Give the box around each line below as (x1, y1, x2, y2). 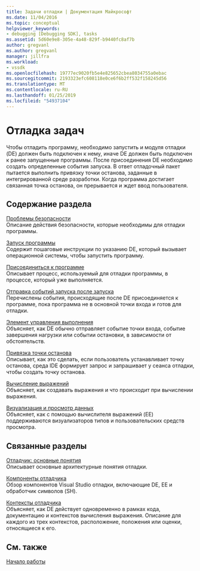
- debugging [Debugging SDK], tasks (6, 31, 97, 37)
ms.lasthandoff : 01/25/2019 (6, 92, 76, 98)
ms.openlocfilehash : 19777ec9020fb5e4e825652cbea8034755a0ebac (6, 70, 167, 76)
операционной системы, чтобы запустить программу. (6, 252, 144, 259)
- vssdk (6, 64, 26, 71)
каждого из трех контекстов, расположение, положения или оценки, (6, 518, 182, 525)
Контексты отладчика (6, 499, 61, 506)
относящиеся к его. (6, 525, 57, 532)
